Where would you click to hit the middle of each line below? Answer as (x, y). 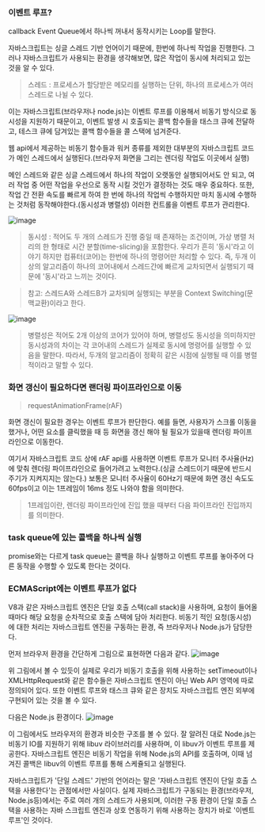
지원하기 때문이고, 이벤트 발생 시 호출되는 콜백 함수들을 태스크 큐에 (131, 121)
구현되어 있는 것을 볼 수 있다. (53, 700)
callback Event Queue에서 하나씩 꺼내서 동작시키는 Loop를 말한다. (112, 31)
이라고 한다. (67, 303)
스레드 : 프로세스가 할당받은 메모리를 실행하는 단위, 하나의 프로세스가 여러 (140, 85)
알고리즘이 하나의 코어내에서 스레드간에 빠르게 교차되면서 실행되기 (144, 266)
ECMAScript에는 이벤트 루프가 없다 (72, 588)
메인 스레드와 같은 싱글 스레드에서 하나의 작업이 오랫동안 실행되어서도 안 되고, (127, 175)
